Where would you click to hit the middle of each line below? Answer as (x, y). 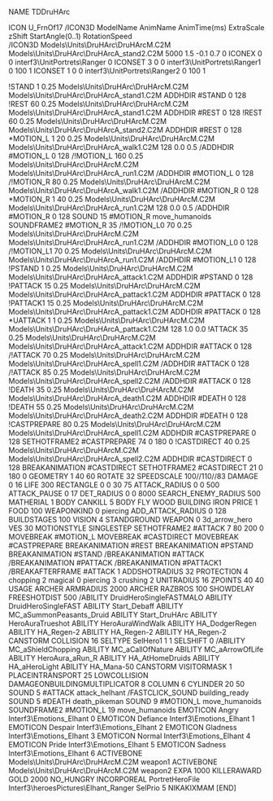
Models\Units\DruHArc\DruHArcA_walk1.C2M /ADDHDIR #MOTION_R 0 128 (134, 190)
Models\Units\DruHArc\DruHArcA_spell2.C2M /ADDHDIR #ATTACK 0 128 (130, 381)
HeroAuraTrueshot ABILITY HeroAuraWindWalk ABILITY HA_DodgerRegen (133, 623)
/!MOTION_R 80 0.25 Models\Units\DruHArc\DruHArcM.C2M (109, 182)
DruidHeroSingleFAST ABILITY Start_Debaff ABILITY (96, 606)
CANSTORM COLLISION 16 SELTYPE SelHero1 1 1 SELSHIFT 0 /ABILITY (127, 640)
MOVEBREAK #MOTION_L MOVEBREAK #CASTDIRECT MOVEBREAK (124, 537)
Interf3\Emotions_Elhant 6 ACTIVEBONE (76, 753)
